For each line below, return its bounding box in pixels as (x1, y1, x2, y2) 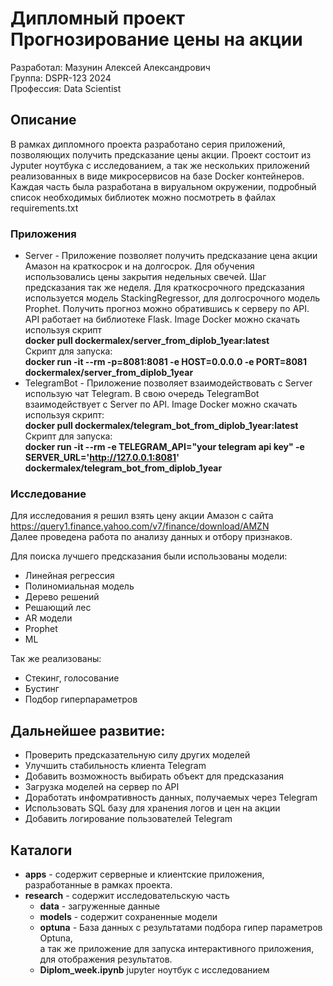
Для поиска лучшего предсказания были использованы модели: (10, 550, 288, 562)
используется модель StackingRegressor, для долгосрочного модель (24, 292, 321, 304)
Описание (10, 112, 77, 129)
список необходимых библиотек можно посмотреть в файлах (10, 191, 277, 203)
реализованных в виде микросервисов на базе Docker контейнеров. (10, 170, 305, 182)
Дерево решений (24, 591, 100, 603)
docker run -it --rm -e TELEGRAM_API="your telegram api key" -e (24, 441, 305, 453)
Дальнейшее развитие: (10, 722, 166, 739)
